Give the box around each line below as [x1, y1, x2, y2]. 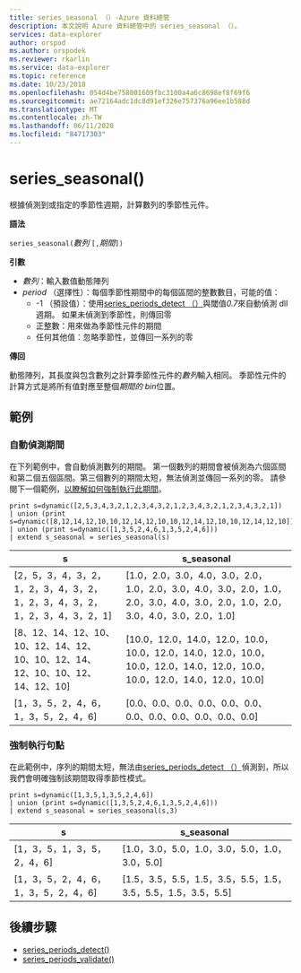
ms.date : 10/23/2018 [9, 80, 87, 89]
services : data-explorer [9, 30, 102, 39]
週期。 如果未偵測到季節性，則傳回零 [35, 308, 172, 319]
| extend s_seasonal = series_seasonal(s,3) [9, 806, 178, 815]
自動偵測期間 [9, 439, 65, 451]
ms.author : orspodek [9, 47, 87, 56]
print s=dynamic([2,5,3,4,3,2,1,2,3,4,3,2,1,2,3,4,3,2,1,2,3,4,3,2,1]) [9, 501, 282, 510]
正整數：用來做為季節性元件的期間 [35, 320, 162, 331]
